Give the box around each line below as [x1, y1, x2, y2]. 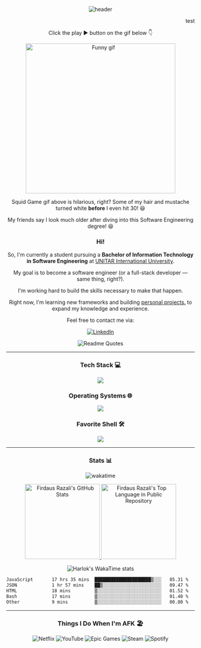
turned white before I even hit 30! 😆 [56, 204, 145, 212]
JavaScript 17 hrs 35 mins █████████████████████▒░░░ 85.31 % [6, 577, 188, 583]
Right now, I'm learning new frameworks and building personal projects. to [8, 299, 193, 306]
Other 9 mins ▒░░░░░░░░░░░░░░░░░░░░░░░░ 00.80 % [6, 599, 188, 605]
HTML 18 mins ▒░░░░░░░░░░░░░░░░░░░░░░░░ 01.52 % [6, 588, 188, 594]
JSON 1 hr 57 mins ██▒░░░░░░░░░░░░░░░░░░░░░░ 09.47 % [6, 582, 188, 589]
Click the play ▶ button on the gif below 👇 [48, 29, 153, 36]
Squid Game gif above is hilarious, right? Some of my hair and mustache [11, 198, 190, 205]
